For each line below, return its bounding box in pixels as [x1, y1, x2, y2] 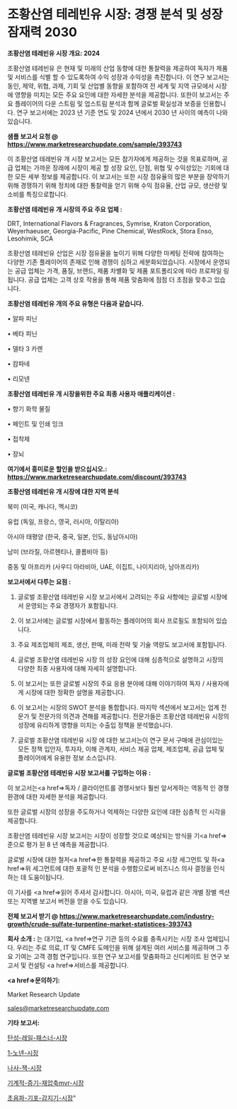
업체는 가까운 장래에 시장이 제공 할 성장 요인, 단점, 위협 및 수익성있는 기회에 [14, 163, 222, 172]
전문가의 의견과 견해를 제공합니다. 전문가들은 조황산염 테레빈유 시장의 [38, 712, 230, 720]
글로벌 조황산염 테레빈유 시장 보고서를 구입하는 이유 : [7, 769, 151, 777]
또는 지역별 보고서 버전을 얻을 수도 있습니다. [7, 897, 129, 905]
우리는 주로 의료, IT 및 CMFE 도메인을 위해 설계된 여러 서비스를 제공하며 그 [16, 943, 223, 952]
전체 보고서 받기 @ [7, 912, 59, 920]
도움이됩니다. [28, 873, 64, 881]
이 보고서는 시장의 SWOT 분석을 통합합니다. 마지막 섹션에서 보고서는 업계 [17, 703, 219, 711]
